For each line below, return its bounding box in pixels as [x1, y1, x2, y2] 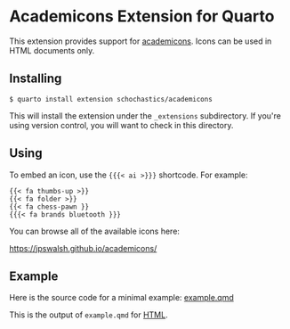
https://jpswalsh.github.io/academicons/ [9, 243, 157, 253]
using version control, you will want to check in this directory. [9, 119, 234, 130]
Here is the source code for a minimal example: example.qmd [9, 292, 234, 303]
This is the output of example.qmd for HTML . [9, 309, 168, 320]
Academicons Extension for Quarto [9, 6, 275, 27]
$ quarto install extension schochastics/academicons [9, 95, 213, 103]
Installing [9, 71, 62, 86]
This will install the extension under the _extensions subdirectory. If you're [9, 110, 282, 121]
